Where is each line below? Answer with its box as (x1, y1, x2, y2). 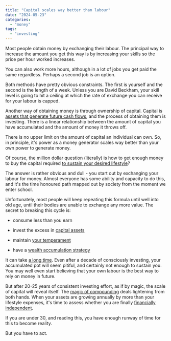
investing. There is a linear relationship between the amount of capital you (5, 119, 161, 124)
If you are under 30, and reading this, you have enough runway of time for (5, 315, 161, 321)
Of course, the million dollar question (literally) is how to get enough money (5, 155, 164, 161)
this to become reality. (5, 321, 52, 326)
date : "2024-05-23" (5, 12, 47, 17)
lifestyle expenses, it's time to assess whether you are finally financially (5, 300, 156, 305)
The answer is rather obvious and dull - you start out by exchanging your (5, 170, 159, 176)
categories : (5, 17, 31, 22)
